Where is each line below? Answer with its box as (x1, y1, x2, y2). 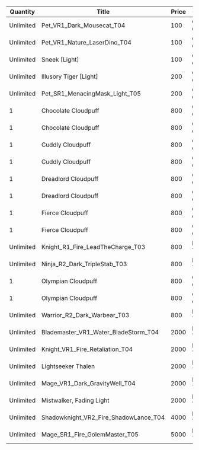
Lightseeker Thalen (41, 362, 95, 370)
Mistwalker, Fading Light (41, 397, 110, 404)
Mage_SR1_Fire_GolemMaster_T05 (41, 430, 139, 438)
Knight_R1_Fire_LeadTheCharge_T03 (41, 243, 146, 251)
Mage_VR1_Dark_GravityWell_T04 (41, 379, 136, 387)
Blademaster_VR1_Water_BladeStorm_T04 (41, 328, 159, 336)
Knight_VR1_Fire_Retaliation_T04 (41, 345, 133, 353)
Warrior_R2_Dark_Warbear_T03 (41, 311, 130, 319)
